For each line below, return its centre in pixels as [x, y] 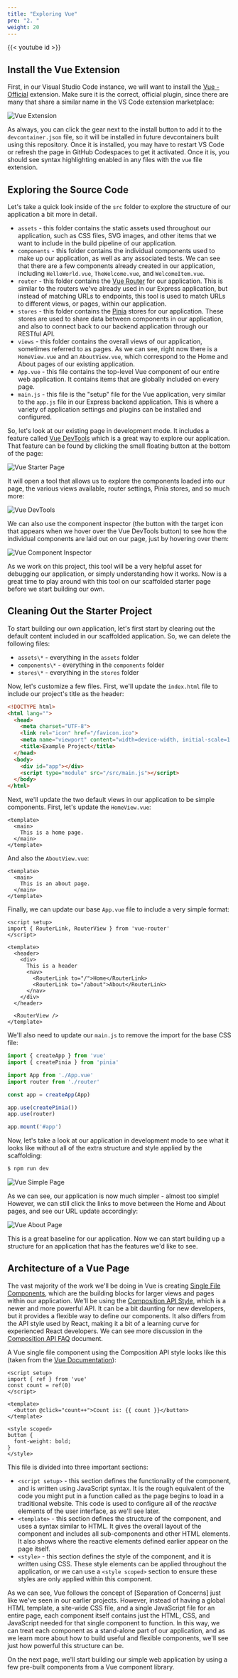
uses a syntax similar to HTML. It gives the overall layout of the [109, 1526]
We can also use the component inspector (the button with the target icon [115, 524]
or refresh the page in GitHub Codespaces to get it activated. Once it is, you [118, 152]
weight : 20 [23, 27]
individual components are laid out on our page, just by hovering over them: [118, 539]
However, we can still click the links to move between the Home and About [117, 1204]
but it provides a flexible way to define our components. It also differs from [117, 1315]
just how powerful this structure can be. [66, 1645]
